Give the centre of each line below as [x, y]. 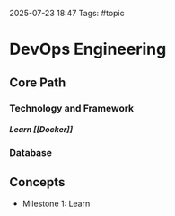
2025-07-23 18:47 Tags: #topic [67, 13]
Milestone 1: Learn [56, 204]
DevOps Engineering [88, 49]
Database [31, 153]
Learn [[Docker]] [41, 130]
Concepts [37, 182]
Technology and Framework [72, 108]
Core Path [38, 82]
